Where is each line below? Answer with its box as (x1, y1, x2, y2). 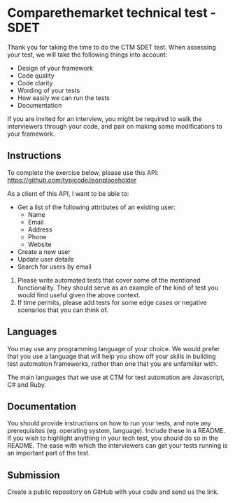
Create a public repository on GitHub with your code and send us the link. (7, 488, 219, 496)
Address (27, 225, 52, 234)
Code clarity (17, 78, 53, 87)
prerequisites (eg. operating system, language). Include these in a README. (7, 427, 226, 435)
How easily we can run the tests (17, 93, 110, 102)
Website (27, 240, 52, 248)
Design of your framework (17, 64, 93, 72)
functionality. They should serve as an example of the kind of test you (17, 283, 219, 292)
